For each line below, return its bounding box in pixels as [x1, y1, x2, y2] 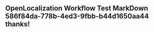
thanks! [5, 20, 30, 28]
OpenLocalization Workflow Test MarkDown [5, 4, 148, 13]
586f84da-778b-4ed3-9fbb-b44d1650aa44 [5, 12, 149, 21]
